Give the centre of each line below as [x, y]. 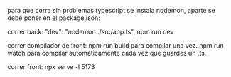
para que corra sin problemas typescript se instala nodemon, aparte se [111, 10]
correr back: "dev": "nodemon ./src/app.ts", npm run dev [91, 32]
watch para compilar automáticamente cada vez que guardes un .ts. [107, 53]
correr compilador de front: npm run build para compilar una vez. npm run [116, 45]
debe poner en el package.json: [54, 18]
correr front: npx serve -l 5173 [51, 67]
